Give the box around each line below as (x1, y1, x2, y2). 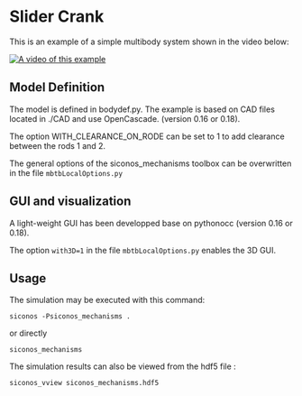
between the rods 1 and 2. (9, 140, 106, 151)
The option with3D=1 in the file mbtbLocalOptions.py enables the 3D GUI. (9, 244, 277, 255)
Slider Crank (9, 6, 105, 27)
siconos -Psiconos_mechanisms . (9, 312, 131, 321)
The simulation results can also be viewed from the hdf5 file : (9, 361, 236, 372)
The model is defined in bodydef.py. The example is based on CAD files (9, 104, 275, 115)
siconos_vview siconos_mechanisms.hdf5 (9, 379, 160, 388)
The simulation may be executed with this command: (9, 295, 206, 306)
